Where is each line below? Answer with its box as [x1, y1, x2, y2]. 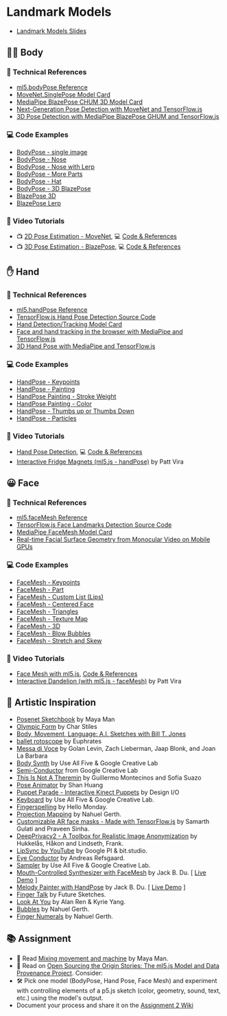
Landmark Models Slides [16, 27, 87, 35]
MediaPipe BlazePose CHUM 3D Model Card [16, 98, 143, 106]
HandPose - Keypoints [16, 378, 80, 386]
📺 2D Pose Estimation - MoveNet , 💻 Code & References [16, 232, 178, 240]
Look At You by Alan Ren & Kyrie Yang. [16, 897, 126, 905]
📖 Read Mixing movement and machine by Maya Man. [16, 954, 169, 962]
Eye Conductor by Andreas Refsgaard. [16, 853, 126, 862]
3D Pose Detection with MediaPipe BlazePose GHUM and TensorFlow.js [16, 112, 219, 120]
